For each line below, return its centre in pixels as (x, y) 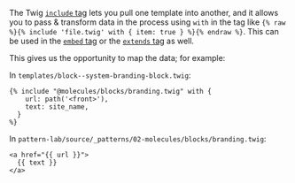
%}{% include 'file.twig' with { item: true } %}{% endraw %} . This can (144, 31)
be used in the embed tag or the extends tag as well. (102, 41)
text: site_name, (57, 107)
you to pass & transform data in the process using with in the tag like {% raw (147, 22)
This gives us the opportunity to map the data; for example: (117, 58)
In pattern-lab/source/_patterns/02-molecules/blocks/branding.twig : (138, 139)
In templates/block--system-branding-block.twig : (100, 75)
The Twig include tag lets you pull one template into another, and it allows (144, 13)
